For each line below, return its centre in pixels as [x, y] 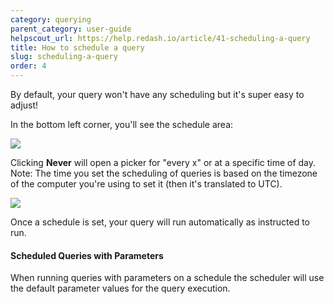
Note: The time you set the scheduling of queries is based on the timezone [164, 173]
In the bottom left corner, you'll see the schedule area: [122, 124]
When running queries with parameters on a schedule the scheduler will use [167, 278]
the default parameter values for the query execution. [120, 288]
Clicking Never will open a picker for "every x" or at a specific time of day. [163, 162]
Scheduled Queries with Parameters [87, 255]
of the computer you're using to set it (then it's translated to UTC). [146, 184]
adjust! [24, 105]
